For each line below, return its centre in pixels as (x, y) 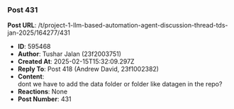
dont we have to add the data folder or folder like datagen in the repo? (120, 84)
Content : (31, 76)
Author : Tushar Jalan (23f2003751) (69, 54)
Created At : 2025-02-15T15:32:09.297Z (76, 62)
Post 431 (23, 10)
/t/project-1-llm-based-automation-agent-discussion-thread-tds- (133, 25)
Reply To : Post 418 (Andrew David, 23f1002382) (88, 69)
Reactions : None (43, 92)
